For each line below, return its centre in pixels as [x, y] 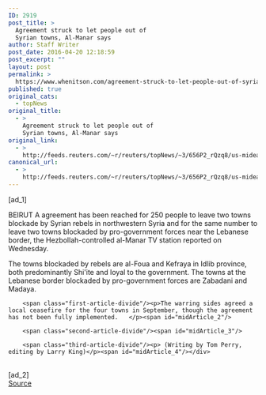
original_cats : [33, 96]
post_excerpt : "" [37, 60]
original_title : [35, 111]
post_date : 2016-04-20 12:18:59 [61, 52]
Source [20, 383]
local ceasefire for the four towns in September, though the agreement [131, 310]
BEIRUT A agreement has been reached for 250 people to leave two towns [130, 215]
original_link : [33, 140]
